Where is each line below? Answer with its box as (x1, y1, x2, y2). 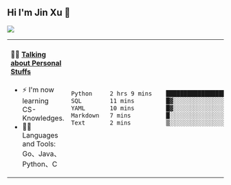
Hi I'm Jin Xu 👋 (7, 7, 71, 19)
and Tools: (22, 139, 56, 149)
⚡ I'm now (22, 85, 55, 95)
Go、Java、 (22, 149, 61, 159)
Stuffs (10, 67, 32, 76)
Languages (22, 131, 58, 140)
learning (22, 96, 49, 106)
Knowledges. (22, 113, 65, 123)
